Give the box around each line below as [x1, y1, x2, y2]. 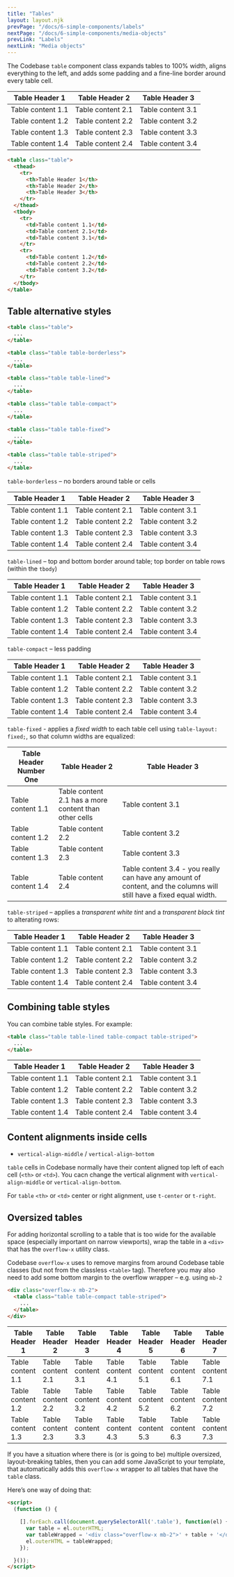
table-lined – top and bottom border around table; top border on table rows [7, 557, 225, 565]
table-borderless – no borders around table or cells [7, 476, 156, 485]
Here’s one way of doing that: [7, 1486, 92, 1494]
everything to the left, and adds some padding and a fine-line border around [7, 69, 226, 77]
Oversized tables [7, 1211, 83, 1223]
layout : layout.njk [7, 17, 64, 24]
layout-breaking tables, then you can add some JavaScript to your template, [7, 1457, 226, 1466]
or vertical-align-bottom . [46, 1178, 122, 1186]
